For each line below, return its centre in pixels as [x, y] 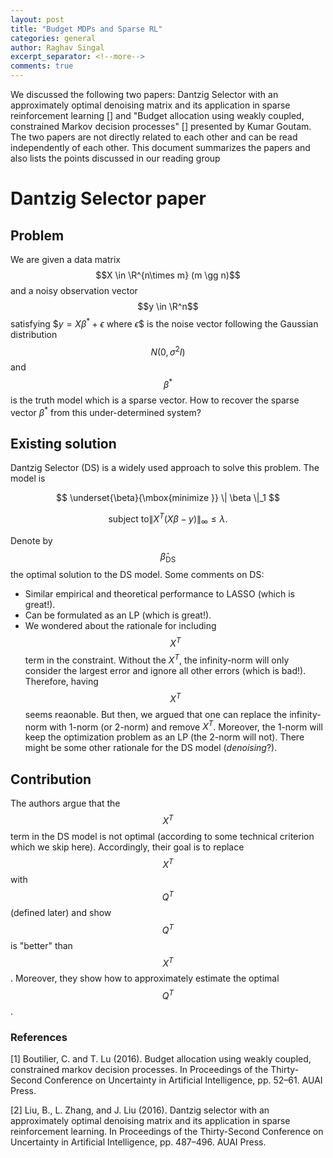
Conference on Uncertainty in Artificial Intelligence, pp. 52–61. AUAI [183, 1080]
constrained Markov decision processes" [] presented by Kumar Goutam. [161, 126]
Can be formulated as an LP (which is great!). [118, 615]
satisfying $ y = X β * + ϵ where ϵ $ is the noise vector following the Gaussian [164, 323]
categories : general [53, 38]
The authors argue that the [65, 803]
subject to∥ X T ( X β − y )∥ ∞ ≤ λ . [168, 519]
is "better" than [41, 945]
